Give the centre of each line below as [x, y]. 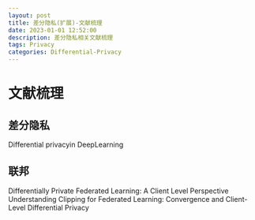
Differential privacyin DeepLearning [66, 144]
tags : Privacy [32, 45]
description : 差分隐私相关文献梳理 [60, 37]
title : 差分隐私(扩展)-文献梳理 [55, 23]
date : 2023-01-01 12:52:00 [52, 30]
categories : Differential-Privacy [65, 52]
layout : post [30, 15]
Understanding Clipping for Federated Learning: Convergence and [116, 199]
